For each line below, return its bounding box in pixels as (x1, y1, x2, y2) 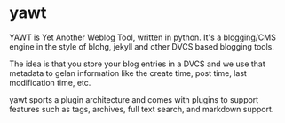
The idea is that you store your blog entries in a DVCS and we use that (9, 58, 266, 69)
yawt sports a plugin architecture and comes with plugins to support (9, 94, 259, 104)
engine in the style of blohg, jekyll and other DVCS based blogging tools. (9, 41, 275, 51)
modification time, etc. (9, 77, 91, 88)
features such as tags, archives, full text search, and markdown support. (9, 104, 274, 114)
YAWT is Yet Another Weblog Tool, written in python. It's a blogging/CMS (9, 32, 277, 42)
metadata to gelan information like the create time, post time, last (9, 67, 247, 78)
